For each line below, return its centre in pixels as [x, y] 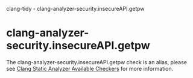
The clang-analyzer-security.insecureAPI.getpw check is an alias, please [96, 62]
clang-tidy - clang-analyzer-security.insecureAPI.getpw [75, 9]
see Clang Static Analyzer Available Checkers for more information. [90, 68]
